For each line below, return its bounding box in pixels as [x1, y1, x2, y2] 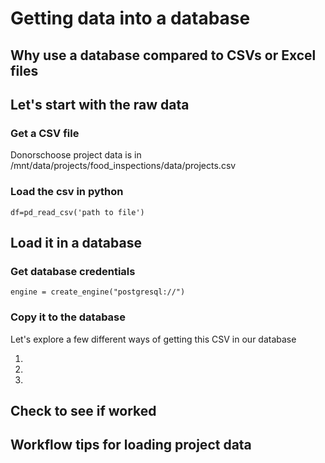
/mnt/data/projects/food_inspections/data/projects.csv [10, 160, 237, 172]
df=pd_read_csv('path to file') [10, 207, 145, 217]
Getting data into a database [10, 7, 251, 30]
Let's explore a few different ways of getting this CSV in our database [10, 333, 297, 345]
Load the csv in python [10, 185, 124, 199]
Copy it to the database [10, 310, 127, 324]
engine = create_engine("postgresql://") [10, 287, 186, 297]
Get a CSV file [10, 126, 80, 140]
